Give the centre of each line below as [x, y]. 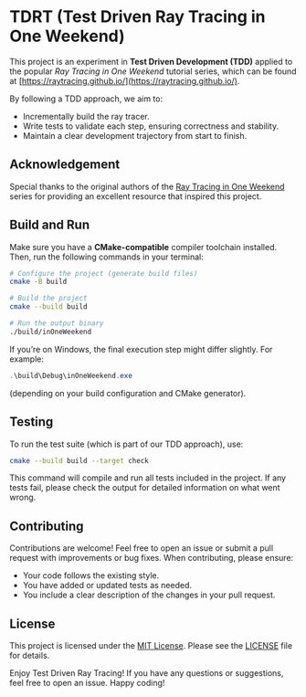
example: [26, 359]
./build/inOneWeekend [51, 332]
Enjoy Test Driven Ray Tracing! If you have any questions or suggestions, [147, 673]
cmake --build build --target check [79, 460]
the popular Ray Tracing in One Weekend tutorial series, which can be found [153, 71]
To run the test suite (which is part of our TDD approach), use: [127, 444]
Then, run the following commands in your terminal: [106, 257]
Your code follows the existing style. [91, 576]
